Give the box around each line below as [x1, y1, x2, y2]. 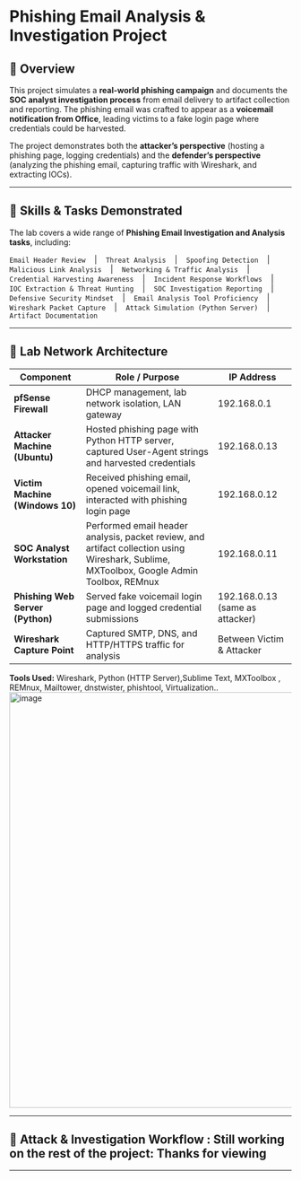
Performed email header [85, 519, 188, 531]
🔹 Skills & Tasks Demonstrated [9, 204, 183, 219]
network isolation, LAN [85, 397, 182, 409]
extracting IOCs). [9, 169, 73, 179]
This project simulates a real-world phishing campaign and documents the [9, 85, 288, 95]
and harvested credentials [85, 456, 196, 468]
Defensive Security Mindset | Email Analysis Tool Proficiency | [9, 292, 271, 302]
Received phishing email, [85, 471, 191, 484]
